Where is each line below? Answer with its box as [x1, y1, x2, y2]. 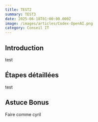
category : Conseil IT [5, 26, 49, 30]
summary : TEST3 [5, 12, 36, 17]
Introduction [5, 44, 44, 52]
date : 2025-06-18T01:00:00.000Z [5, 16, 71, 21]
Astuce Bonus [5, 98, 49, 107]
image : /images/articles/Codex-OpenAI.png [5, 21, 93, 26]
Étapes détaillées [5, 71, 59, 79]
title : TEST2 [5, 7, 32, 12]
